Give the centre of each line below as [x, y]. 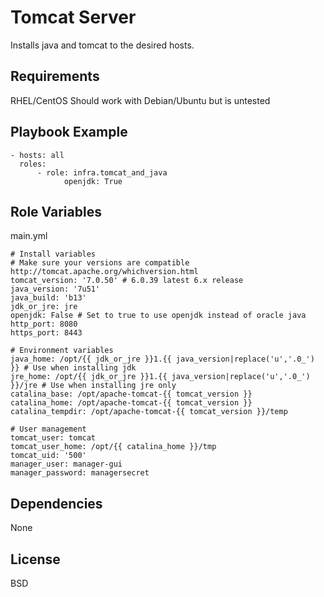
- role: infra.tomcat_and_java [102, 172]
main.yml [29, 236]
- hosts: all [37, 155]
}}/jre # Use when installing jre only [93, 386]
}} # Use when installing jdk [73, 368]
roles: [33, 164]
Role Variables [56, 211]
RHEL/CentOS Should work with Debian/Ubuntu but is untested [140, 100]
